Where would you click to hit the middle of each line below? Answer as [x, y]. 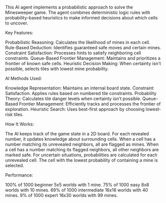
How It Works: [20, 124]
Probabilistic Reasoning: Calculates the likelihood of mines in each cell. [78, 42]
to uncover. [17, 23]
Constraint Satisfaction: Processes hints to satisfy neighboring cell [73, 53]
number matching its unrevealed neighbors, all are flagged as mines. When [82, 144]
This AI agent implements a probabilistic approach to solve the [69, 7]
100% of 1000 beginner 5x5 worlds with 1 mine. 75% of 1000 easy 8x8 [77, 185]
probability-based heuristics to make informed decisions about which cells [82, 18]
